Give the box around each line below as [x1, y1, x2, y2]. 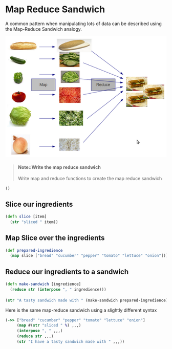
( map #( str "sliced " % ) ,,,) [16, 323, 81, 328]
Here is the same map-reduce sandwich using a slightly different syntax [5, 307, 157, 313]
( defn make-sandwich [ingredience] [5, 281, 81, 287]
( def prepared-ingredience [5, 248, 63, 253]
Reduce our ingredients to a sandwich [5, 267, 129, 276]
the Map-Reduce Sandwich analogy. [5, 26, 82, 32]
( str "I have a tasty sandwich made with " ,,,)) [16, 339, 125, 344]
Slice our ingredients [5, 200, 73, 208]
